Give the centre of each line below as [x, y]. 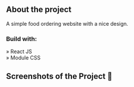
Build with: [22, 39]
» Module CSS [23, 58]
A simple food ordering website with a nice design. [67, 23]
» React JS [19, 51]
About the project [39, 10]
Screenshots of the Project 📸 [59, 76]
